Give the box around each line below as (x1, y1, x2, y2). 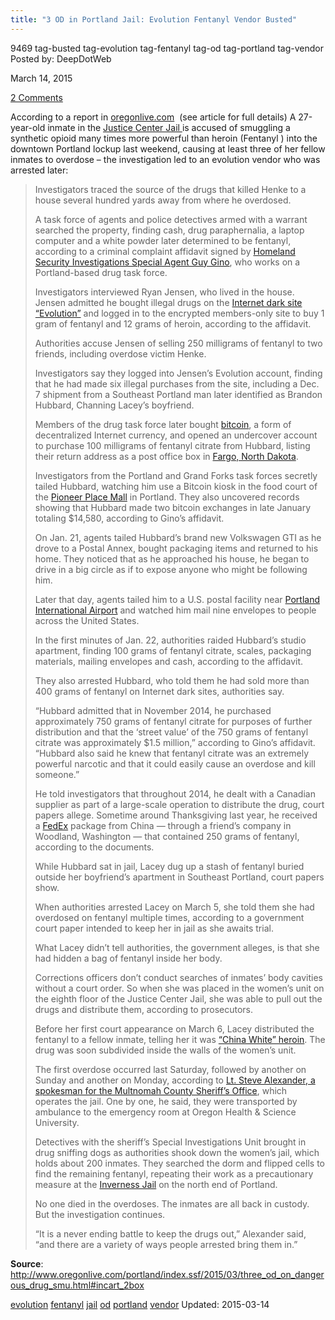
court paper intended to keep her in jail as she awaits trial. (34, 922, 274, 934)
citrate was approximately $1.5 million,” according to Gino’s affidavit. (34, 736, 316, 748)
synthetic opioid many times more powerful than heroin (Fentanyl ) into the (10, 132, 318, 144)
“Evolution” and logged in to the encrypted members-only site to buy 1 (34, 307, 325, 319)
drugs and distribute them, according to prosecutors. (34, 1003, 254, 1015)
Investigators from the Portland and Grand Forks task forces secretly (34, 469, 318, 481)
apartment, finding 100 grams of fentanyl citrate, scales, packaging (34, 644, 312, 656)
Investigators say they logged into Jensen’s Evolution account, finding (34, 367, 323, 379)
